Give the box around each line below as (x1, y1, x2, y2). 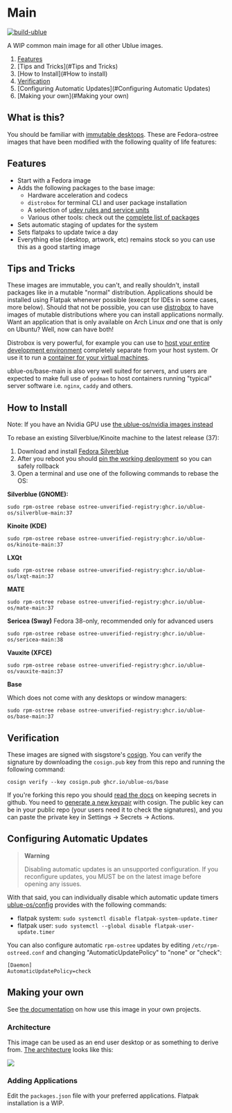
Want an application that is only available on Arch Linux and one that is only (7, 318, 223, 326)
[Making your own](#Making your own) (17, 92, 130, 100)
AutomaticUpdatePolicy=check (7, 967, 91, 975)
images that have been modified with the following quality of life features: (7, 137, 217, 146)
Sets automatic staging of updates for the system (17, 220, 158, 228)
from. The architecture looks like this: (7, 1045, 114, 1053)
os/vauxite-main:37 (7, 668, 64, 675)
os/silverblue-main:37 (7, 510, 73, 517)
